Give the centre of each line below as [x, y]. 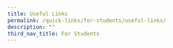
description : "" [31, 27]
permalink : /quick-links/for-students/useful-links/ [87, 20]
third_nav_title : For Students [54, 34]
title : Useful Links [38, 14]
